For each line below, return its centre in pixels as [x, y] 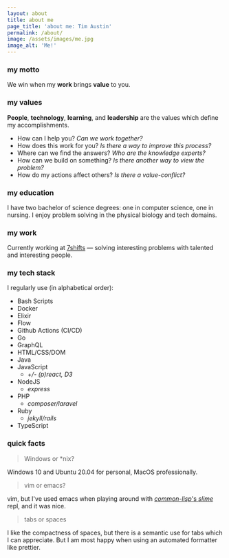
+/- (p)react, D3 [50, 374]
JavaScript [32, 367]
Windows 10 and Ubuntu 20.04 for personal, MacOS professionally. [102, 472]
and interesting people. [40, 255]
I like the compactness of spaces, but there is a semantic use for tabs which [115, 533]
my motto [23, 70]
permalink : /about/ [35, 33]
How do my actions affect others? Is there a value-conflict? [101, 175]
